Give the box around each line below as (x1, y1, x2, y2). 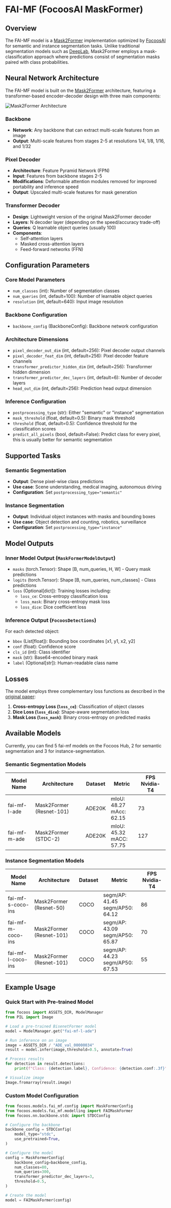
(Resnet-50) (34, 904, 65, 912)
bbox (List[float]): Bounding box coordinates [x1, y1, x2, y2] (12, 638, 136, 644)
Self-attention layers (20, 235, 63, 241)
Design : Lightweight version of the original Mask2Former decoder (12, 213, 152, 220)
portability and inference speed (12, 184, 79, 190)
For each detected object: (5, 628, 60, 635)
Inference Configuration (5, 398, 66, 405)
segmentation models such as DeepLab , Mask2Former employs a (5, 48, 143, 54)
